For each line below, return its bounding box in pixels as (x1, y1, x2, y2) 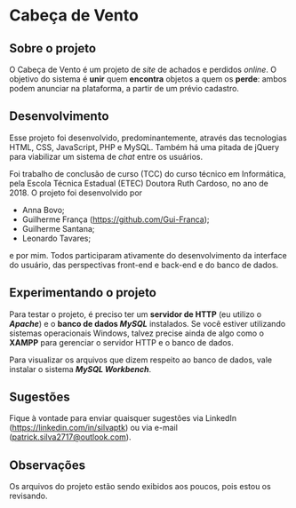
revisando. (9, 490, 48, 502)
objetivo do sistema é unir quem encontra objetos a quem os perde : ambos (9, 74, 287, 84)
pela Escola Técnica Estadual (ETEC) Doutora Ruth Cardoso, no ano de (9, 178, 269, 188)
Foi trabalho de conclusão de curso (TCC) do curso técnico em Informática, (9, 168, 286, 179)
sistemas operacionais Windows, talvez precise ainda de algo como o (9, 328, 265, 338)
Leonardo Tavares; (21, 233, 92, 243)
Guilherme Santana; (21, 223, 95, 234)
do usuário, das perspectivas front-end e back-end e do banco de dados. (9, 259, 279, 270)
